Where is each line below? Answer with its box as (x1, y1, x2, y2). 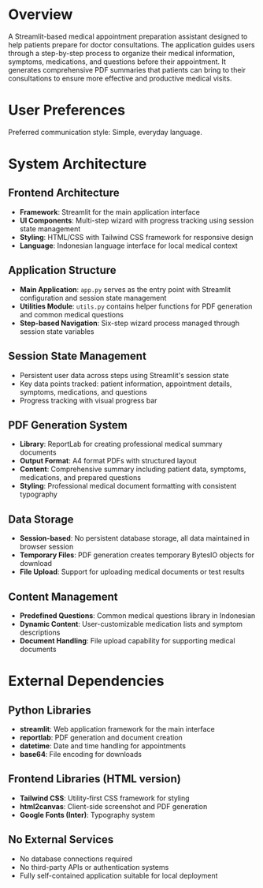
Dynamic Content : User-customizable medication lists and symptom (19, 619, 243, 628)
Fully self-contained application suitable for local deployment (19, 871, 218, 880)
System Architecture (8, 155, 147, 173)
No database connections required (19, 854, 132, 864)
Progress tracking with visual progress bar (19, 395, 157, 405)
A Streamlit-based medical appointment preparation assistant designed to (8, 32, 248, 41)
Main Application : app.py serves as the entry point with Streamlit (19, 284, 231, 294)
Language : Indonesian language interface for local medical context (19, 241, 238, 250)
